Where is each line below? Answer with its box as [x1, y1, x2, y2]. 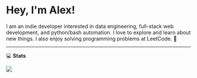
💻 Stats [6, 52, 26, 59]
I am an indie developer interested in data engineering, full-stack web [6, 23, 174, 30]
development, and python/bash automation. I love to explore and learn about [6, 29, 191, 36]
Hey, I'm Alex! [6, 3, 75, 17]
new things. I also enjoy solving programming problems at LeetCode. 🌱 [6, 35, 177, 42]
